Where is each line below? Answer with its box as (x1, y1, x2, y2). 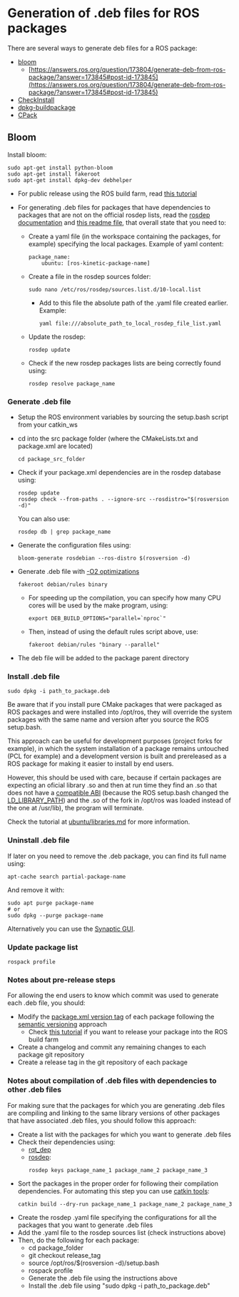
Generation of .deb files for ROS (7, 5, 200, 21)
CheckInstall (17, 95, 55, 104)
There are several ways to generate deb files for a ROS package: (7, 44, 198, 52)
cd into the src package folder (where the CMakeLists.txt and (17, 434, 198, 443)
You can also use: (17, 515, 70, 523)
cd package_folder (28, 1243, 83, 1252)
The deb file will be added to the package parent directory (17, 654, 189, 662)
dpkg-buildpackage (17, 103, 76, 111)
